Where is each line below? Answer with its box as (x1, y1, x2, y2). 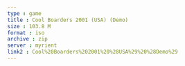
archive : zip (7, 36, 49, 43)
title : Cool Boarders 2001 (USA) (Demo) (7, 16, 129, 23)
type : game (7, 10, 42, 17)
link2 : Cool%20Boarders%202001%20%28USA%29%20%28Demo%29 (7, 49, 178, 56)
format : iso (7, 29, 45, 36)
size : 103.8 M (7, 23, 51, 30)
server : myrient (7, 42, 58, 49)
